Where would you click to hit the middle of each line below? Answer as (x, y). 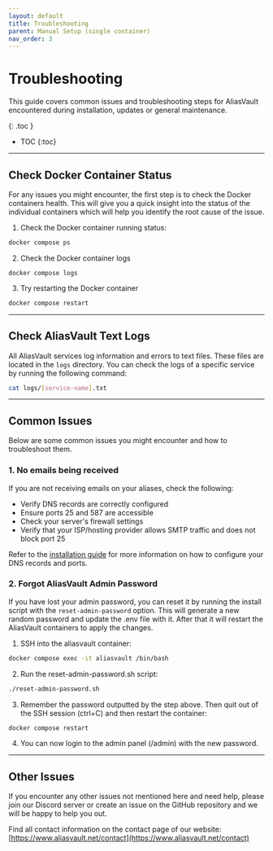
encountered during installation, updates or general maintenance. (118, 110)
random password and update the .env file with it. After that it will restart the (136, 619)
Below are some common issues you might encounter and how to (118, 441)
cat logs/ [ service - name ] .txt (58, 388)
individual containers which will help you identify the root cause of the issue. (136, 212)
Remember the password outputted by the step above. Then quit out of (139, 704)
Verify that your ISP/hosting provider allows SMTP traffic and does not (138, 529)
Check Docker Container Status (90, 175)
